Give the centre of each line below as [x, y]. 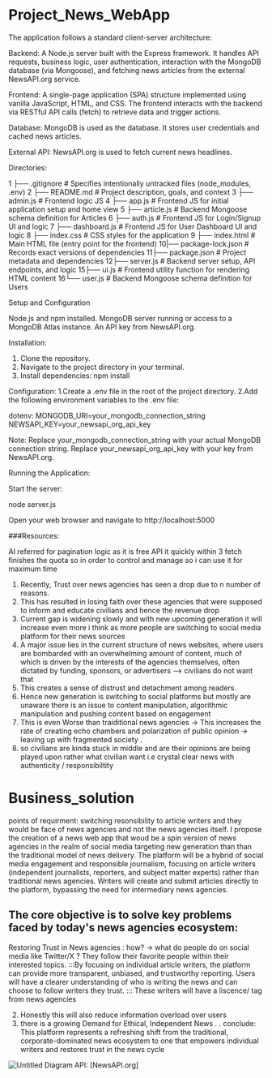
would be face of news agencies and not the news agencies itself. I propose [135, 829]
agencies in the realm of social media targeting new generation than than [130, 846]
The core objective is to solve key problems [120, 915]
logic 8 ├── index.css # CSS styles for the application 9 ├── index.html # [132, 235]
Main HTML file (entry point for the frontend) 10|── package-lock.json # [129, 243]
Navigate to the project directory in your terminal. [102, 367]
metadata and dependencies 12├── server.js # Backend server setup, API [132, 260]
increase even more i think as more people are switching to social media [140, 627]
